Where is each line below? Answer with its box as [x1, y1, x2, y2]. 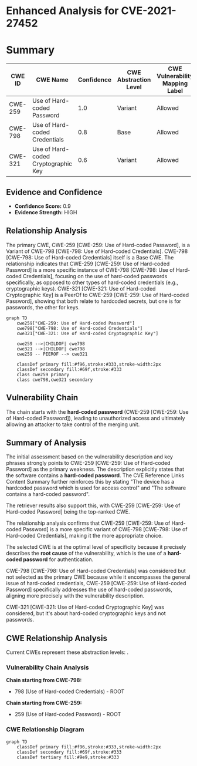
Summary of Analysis [6, 437, 87, 447]
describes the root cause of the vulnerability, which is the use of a [6, 550, 167, 557]
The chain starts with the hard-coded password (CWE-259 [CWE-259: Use [6, 408, 189, 415]
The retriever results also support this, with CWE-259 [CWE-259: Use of [6, 502, 181, 509]
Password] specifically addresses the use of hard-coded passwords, [6, 586, 173, 593]
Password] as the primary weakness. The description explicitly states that [6, 465, 185, 473]
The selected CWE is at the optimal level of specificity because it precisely [6, 544, 186, 551]
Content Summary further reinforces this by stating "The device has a [6, 478, 175, 485]
